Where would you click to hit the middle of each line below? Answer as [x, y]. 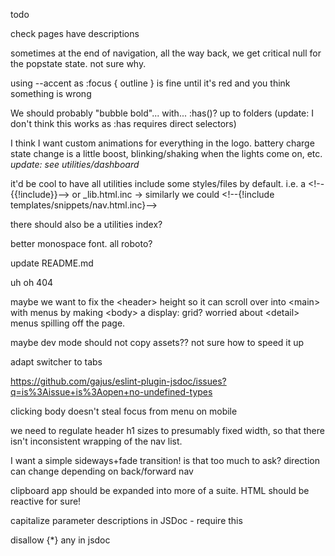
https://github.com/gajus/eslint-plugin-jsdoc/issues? [118, 381]
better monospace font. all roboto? [81, 243]
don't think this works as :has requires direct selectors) [123, 123]
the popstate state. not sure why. [78, 63]
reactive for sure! [46, 501]
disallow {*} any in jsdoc [60, 540]
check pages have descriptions [75, 33]
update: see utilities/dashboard [75, 164]
